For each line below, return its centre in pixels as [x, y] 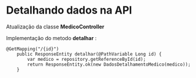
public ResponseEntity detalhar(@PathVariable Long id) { [89, 54]
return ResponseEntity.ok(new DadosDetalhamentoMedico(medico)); [109, 64]
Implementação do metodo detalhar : [52, 38]
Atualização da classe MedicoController [55, 27]
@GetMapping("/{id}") [33, 49]
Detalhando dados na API [69, 10]
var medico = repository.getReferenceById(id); [87, 59]
